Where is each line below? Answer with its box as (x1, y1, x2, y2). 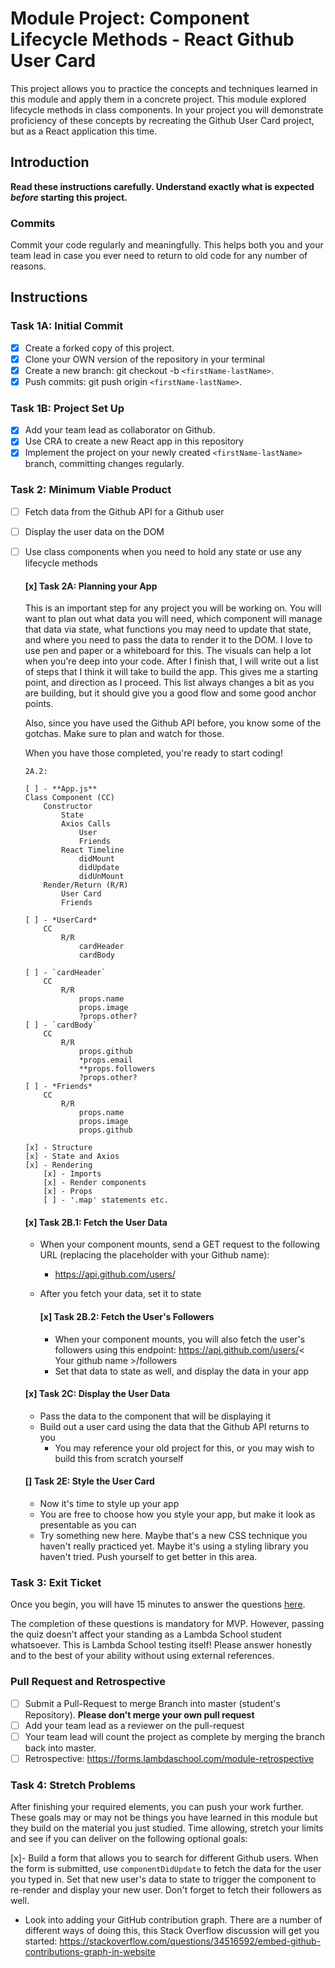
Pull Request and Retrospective (10, 1675, 167, 1689)
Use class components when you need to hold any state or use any (24, 545, 302, 557)
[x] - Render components (43, 1178, 147, 1188)
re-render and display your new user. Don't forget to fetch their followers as (10, 1884, 322, 1896)
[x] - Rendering (24, 1160, 93, 1171)
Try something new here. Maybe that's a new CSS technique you (39, 1529, 308, 1541)
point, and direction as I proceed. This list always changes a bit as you (24, 677, 315, 689)
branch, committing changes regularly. (24, 458, 185, 470)
